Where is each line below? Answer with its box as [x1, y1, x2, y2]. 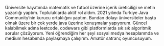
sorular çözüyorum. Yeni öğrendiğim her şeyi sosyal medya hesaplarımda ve [5, 31, 159, 36]
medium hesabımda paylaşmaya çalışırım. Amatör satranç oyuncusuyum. [5, 35, 153, 41]
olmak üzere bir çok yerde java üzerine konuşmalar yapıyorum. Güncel [5, 20, 147, 26]
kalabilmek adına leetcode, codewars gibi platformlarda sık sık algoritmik [5, 25, 152, 31]
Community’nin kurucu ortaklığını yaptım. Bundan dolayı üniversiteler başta [5, 15, 156, 20]
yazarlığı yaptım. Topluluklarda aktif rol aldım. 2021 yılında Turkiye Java [5, 10, 148, 15]
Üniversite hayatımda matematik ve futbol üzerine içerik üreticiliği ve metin [5, 5, 156, 10]
